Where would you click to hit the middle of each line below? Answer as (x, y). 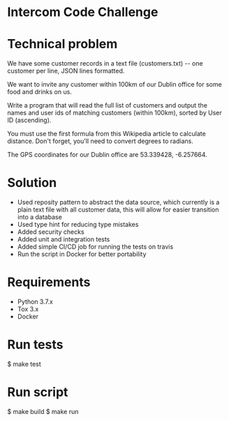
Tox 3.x (28, 309)
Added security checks (51, 232)
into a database (40, 217)
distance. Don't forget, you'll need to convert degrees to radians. (100, 141)
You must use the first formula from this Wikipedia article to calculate (106, 134)
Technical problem (62, 44)
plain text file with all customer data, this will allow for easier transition (118, 209)
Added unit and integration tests (64, 239)
